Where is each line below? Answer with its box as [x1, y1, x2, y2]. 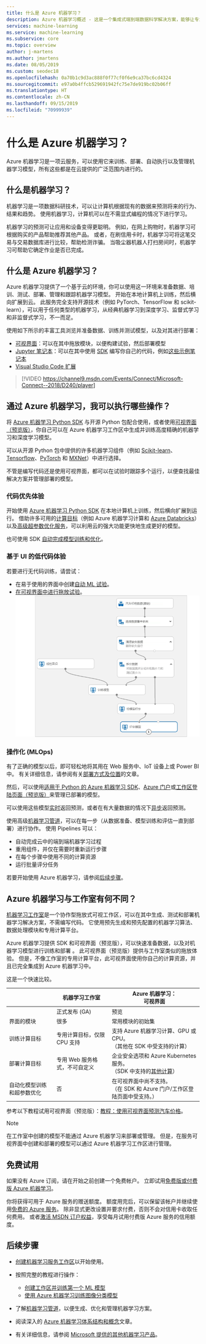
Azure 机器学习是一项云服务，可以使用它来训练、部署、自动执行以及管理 [6, 157, 189, 165]
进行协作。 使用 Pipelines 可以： [17, 825, 99, 832]
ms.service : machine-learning [6, 29, 84, 36]
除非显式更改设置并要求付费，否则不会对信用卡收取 [63, 1205, 193, 1213]
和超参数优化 [9, 1089, 42, 1096]
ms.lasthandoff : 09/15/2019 [6, 101, 78, 107]
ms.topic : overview [6, 42, 56, 48]
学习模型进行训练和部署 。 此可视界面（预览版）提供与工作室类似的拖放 [11, 947, 192, 954]
